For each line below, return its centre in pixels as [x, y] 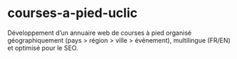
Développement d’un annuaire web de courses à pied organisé [100, 33]
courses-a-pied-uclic [72, 13]
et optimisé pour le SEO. [43, 48]
